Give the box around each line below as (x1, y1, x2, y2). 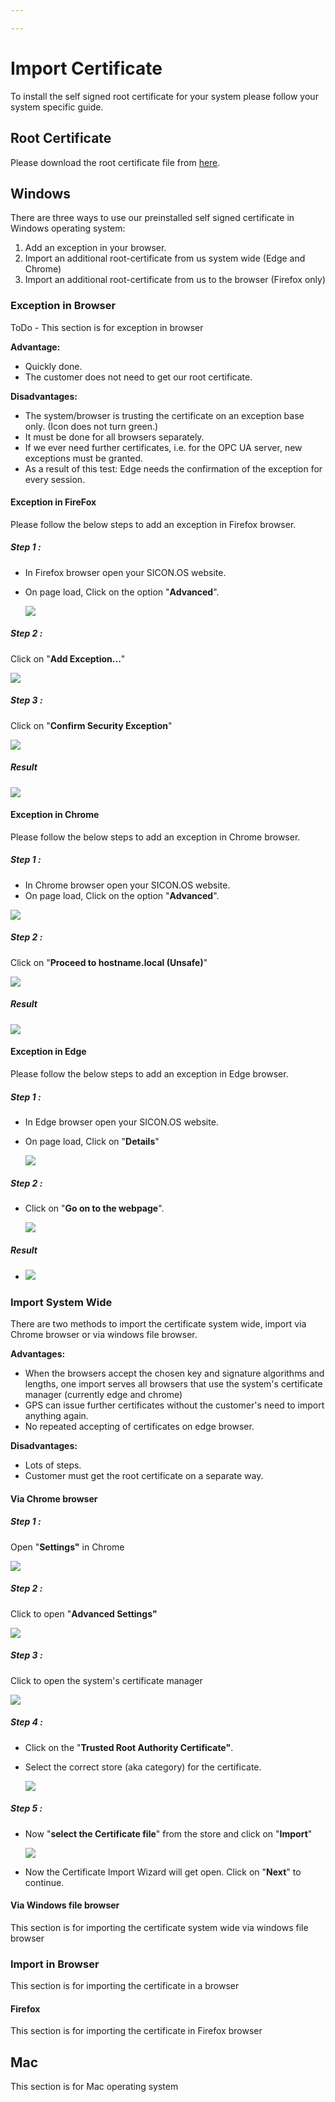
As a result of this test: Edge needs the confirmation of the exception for (24, 462, 323, 475)
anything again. (24, 1410, 89, 1422)
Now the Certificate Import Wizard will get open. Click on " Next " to (24, 1866, 302, 1878)
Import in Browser (10, 1957, 100, 1971)
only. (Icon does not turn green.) (24, 420, 159, 432)
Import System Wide (10, 1295, 113, 1309)
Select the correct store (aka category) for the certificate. (24, 1761, 262, 1773)
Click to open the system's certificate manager (10, 1674, 203, 1686)
